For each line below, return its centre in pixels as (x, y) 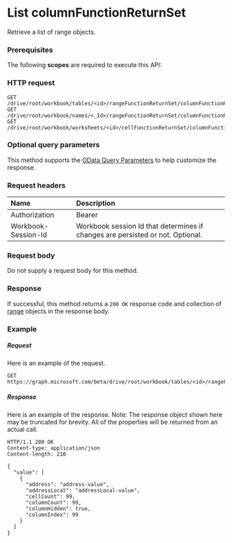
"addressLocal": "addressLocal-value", (83, 490)
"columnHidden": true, (58, 508)
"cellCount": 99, (50, 497)
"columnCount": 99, (53, 502)
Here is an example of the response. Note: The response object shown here (115, 414)
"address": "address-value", (67, 484)
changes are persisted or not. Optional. (139, 235)
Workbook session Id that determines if (139, 226)
